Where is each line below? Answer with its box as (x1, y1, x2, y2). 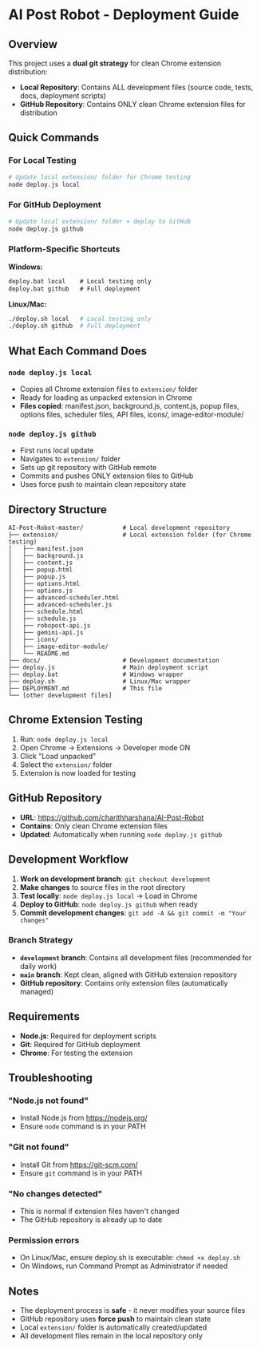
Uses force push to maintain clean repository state (19, 480, 186, 489)
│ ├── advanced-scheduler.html (8, 594, 120, 602)
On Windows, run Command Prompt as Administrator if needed (19, 1261, 228, 1271)
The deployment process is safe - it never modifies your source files (19, 1306, 246, 1315)
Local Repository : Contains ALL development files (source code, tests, (19, 82, 254, 92)
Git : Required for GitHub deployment (19, 1039, 141, 1049)
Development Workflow (8, 852, 129, 867)
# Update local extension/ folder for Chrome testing (8, 173, 192, 181)
